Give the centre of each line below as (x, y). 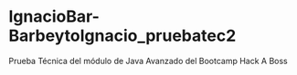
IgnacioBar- (54, 17)
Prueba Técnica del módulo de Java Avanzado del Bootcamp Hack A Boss (148, 61)
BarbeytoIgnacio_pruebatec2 (122, 36)
